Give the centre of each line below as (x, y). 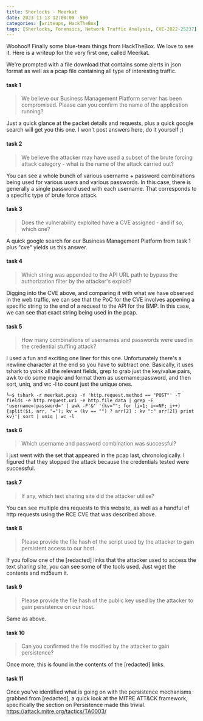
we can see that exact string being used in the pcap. (72, 313)
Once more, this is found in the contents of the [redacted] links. (86, 664)
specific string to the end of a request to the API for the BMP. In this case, (98, 306)
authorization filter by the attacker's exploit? (76, 282)
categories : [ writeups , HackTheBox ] (53, 23)
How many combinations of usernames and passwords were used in (107, 340)
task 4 (15, 261)
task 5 (14, 326)
